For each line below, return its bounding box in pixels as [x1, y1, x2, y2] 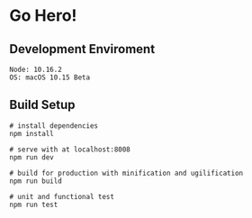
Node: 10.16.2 [9, 65, 63, 74]
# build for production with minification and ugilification [9, 168, 244, 177]
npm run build [9, 177, 63, 186]
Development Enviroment [9, 41, 156, 57]
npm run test [9, 200, 58, 209]
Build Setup [9, 97, 76, 113]
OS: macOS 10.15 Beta [9, 73, 91, 82]
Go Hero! [9, 5, 77, 26]
